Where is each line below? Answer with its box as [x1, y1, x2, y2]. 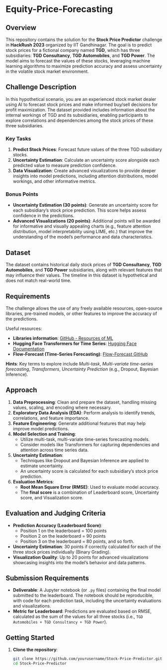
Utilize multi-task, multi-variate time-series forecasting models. [20, 436, 150, 442]
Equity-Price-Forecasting [5, 3, 113, 15]
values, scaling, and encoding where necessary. [12, 404, 112, 410]
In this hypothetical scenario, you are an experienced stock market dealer [5, 96, 157, 102]
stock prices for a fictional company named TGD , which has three [5, 47, 140, 53]
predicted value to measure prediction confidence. [12, 162, 117, 168]
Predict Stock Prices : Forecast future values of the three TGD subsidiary [12, 146, 162, 153]
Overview [5, 23, 37, 32]
